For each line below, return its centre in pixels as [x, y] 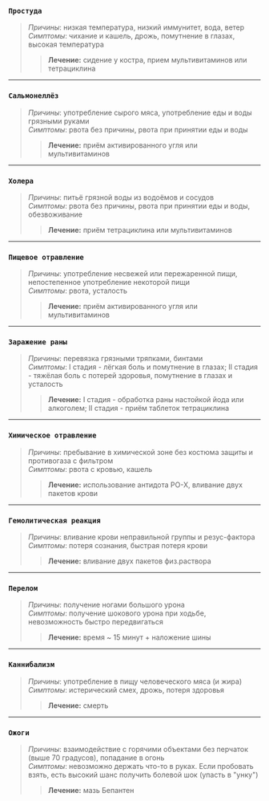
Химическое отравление [52, 435]
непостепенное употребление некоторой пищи [109, 283]
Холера [21, 181]
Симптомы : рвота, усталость [78, 291]
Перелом [23, 588]
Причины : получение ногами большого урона [106, 605]
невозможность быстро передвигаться [96, 622]
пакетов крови [73, 493]
